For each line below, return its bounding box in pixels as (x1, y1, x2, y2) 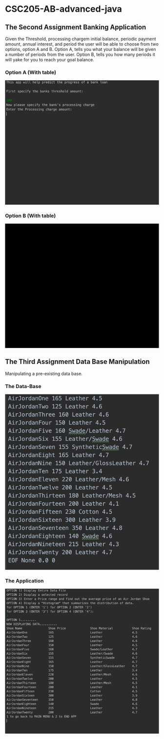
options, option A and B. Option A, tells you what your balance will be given (5, 47, 156, 52)
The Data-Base (5, 383, 41, 390)
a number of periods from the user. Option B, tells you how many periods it (5, 51, 155, 57)
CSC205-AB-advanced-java (5, 3, 122, 15)
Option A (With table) (5, 69, 57, 75)
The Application (5, 577, 44, 584)
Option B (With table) (5, 212, 56, 219)
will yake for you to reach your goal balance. (5, 57, 94, 62)
